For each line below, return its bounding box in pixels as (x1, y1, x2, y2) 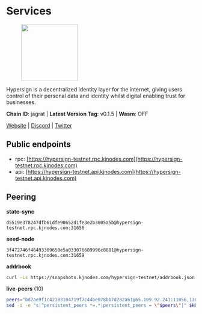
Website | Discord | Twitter (6, 122, 72, 129)
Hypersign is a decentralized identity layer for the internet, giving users (6, 85, 182, 93)
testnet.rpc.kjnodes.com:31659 (6, 252, 85, 258)
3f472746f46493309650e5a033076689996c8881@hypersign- (6, 247, 144, 253)
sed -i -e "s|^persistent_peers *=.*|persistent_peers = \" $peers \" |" (6, 303, 187, 309)
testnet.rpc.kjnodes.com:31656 (6, 224, 85, 231)
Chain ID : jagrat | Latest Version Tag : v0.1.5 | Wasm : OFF (6, 110, 148, 117)
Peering (6, 192, 37, 202)
